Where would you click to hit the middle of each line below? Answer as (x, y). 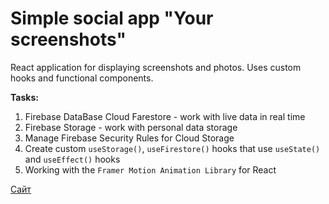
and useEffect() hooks (72, 159)
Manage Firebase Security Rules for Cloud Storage (129, 138)
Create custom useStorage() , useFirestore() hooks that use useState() (172, 148)
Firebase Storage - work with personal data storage (131, 127)
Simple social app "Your (112, 18)
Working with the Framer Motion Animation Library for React (150, 169)
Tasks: (24, 97)
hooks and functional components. (82, 78)
